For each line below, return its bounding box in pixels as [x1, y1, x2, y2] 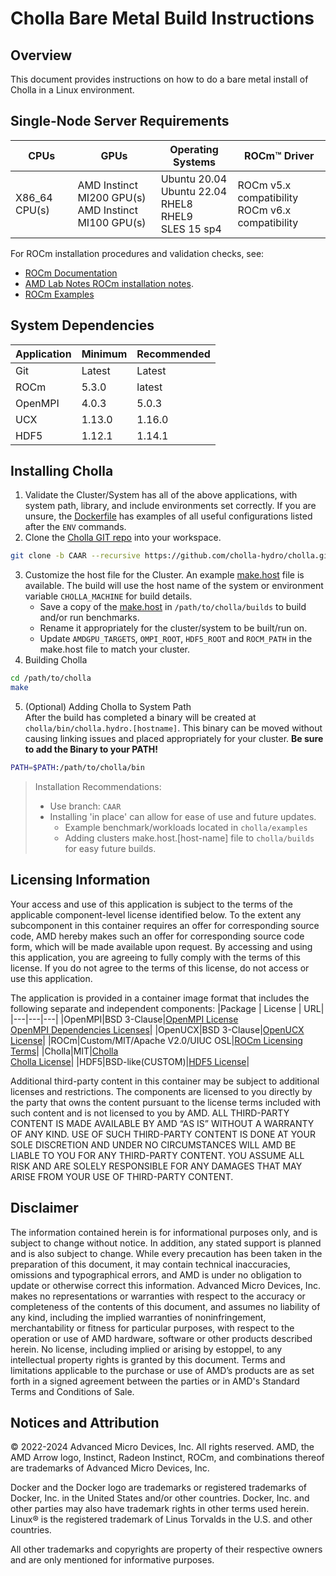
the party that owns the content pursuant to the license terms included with [10, 1096, 321, 1108]
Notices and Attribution [10, 1414, 160, 1431]
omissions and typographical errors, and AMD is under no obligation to [10, 1268, 302, 1281]
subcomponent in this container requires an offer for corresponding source [10, 919, 320, 931]
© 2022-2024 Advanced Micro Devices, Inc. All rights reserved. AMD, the [10, 1441, 315, 1453]
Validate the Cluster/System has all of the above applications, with [24, 489, 298, 501]
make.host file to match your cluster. [39, 643, 191, 656]
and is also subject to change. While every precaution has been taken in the [10, 1247, 323, 1259]
